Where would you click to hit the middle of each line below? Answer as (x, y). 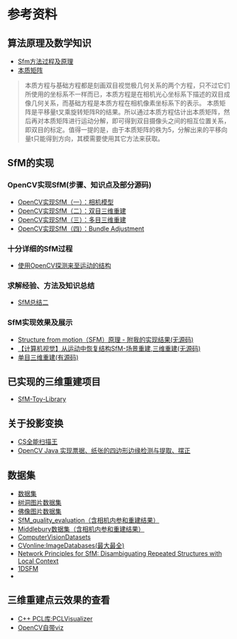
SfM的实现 (31, 163)
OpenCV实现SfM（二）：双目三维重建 (72, 211)
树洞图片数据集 (39, 503)
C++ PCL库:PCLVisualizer (55, 618)
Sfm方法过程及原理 (45, 61)
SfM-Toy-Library (42, 399)
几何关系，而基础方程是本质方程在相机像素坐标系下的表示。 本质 (125, 103)
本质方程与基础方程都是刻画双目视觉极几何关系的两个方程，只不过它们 (127, 85)
